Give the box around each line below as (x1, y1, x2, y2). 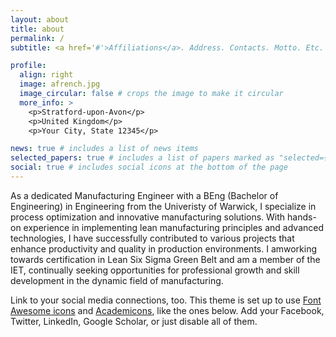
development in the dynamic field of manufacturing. (10, 274, 224, 286)
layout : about (10, 14, 70, 25)
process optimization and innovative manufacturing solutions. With (10, 211, 286, 223)
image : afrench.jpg (19, 79, 101, 90)
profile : (10, 61, 47, 71)
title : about (10, 24, 65, 34)
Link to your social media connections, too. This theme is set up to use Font (10, 294, 322, 306)
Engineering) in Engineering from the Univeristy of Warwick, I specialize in (10, 200, 317, 212)
